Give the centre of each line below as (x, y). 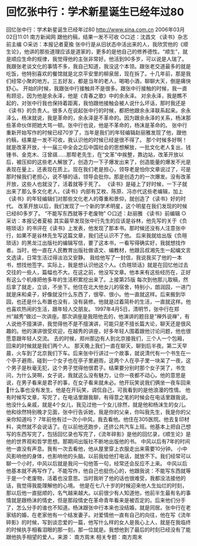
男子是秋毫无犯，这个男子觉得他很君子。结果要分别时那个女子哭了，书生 (98, 368)
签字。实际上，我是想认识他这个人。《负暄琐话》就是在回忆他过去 (110, 265)
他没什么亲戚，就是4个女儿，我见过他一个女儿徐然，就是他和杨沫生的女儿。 (98, 404)
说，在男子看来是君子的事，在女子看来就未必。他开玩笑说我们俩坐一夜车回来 (98, 382)
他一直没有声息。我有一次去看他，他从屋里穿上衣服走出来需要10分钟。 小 (94, 448)
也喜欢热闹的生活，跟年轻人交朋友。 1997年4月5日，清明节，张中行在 (90, 309)
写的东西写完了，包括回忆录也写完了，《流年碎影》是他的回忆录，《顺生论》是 (98, 434)
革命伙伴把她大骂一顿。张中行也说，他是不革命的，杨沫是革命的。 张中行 (99, 125)
